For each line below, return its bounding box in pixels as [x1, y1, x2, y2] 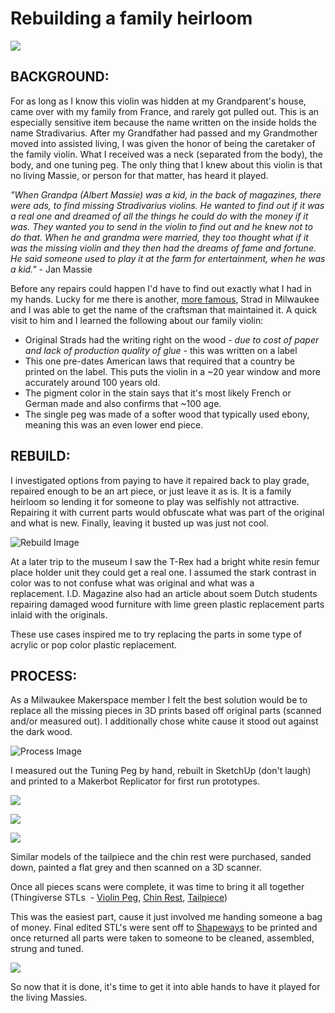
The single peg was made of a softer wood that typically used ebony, [24, 408, 310, 420]
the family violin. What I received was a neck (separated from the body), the [10, 148, 323, 160]
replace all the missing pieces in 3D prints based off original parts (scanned [10, 705, 322, 717]
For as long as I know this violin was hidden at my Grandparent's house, [10, 95, 307, 107]
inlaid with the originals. [10, 608, 108, 621]
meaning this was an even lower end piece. [24, 418, 204, 431]
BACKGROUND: [10, 68, 110, 86]
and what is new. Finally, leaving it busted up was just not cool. [10, 517, 269, 529]
